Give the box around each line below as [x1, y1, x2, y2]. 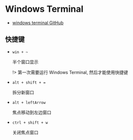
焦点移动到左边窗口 [12, 109, 52, 115]
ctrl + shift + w [12, 120, 48, 125]
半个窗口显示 [12, 59, 38, 65]
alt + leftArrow [12, 100, 46, 105]
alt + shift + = [12, 80, 46, 85]
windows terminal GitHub [12, 20, 64, 26]
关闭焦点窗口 [12, 129, 38, 135]
